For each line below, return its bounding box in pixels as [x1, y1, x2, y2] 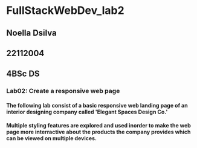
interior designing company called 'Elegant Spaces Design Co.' [6, 108, 168, 115]
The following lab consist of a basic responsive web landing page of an [6, 101, 189, 109]
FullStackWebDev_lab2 [6, 4, 125, 18]
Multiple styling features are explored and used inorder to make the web [6, 122, 192, 129]
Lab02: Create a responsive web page [6, 87, 120, 95]
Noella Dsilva [6, 28, 57, 38]
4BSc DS [6, 69, 40, 79]
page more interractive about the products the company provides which [6, 128, 191, 136]
